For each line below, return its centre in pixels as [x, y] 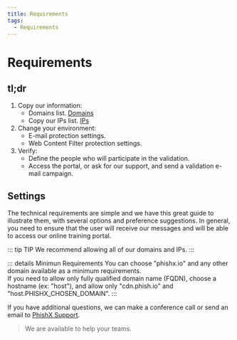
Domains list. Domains [61, 113]
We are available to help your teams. [78, 329]
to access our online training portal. [59, 236]
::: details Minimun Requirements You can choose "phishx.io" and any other [118, 263]
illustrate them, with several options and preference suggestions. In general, [119, 221]
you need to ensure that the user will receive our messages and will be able [118, 228]
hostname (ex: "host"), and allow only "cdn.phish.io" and [90, 286]
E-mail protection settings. [67, 136]
